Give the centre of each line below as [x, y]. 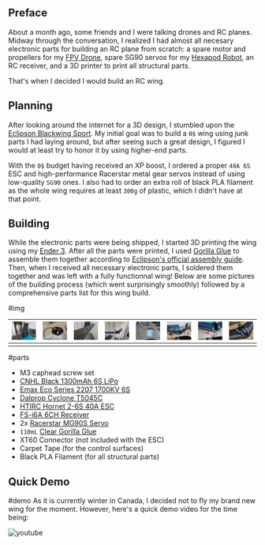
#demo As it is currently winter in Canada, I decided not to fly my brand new [132, 501]
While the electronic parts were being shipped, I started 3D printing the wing [132, 242]
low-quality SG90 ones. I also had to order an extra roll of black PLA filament [131, 182]
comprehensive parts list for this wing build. [79, 293]
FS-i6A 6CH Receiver [54, 415]
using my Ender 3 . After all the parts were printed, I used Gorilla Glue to [124, 251]
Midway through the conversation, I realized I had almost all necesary [121, 40]
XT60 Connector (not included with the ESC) [92, 440]
